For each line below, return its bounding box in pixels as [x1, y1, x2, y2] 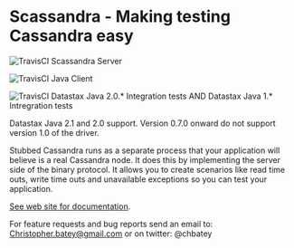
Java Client [51, 72, 93, 83]
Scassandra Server [51, 55, 122, 66]
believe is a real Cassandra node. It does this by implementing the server [9, 154, 281, 165]
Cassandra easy [9, 25, 134, 46]
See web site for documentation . [9, 201, 131, 212]
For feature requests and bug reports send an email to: [9, 218, 213, 229]
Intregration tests [9, 100, 73, 110]
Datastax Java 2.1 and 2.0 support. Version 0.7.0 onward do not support [9, 118, 276, 129]
